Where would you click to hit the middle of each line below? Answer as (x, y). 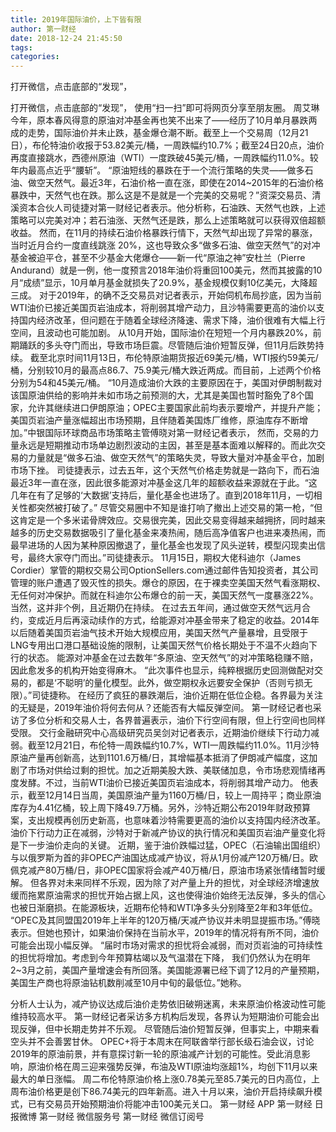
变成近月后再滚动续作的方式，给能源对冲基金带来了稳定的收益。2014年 (173, 620)
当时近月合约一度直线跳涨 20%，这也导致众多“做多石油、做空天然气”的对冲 (165, 245)
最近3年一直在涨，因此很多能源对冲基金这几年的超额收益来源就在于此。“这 (164, 483)
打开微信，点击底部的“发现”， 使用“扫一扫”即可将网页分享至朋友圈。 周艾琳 (165, 108)
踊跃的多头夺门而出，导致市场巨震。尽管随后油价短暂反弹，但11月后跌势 (167, 345)
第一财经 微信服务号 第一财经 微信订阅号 (121, 1117)
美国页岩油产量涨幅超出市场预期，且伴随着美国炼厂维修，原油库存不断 (155, 420)
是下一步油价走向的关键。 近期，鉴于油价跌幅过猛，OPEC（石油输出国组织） (166, 845)
